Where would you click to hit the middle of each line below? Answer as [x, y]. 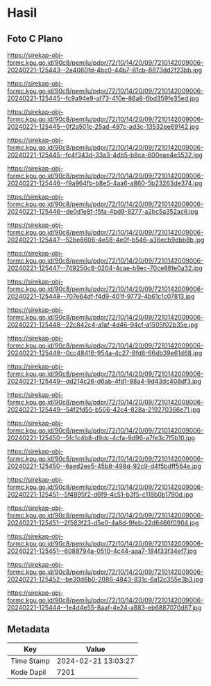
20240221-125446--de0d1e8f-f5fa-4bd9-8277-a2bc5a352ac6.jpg [103, 211]
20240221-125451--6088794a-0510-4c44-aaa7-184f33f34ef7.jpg [102, 551]
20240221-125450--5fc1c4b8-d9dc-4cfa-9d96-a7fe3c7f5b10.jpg [101, 438]
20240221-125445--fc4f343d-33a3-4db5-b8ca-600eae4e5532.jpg [105, 155]
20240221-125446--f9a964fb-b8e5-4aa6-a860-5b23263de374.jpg [105, 183]
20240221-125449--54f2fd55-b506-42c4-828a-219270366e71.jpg [104, 410]
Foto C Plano [35, 39]
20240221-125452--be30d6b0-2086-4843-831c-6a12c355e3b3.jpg [105, 579]
